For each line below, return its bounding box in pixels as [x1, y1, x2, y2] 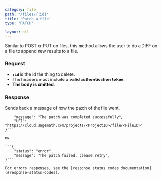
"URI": [14, 119, 27, 123]
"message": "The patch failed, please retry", [14, 153, 110, 158]
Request [5, 60, 25, 67]
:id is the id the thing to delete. [12, 71, 75, 77]
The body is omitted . [12, 81, 55, 88]
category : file [5, 7, 36, 12]
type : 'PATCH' [5, 20, 34, 26]
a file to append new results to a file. [5, 48, 79, 54]
